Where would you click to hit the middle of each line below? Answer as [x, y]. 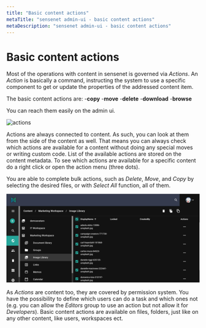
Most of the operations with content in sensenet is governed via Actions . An [102, 74]
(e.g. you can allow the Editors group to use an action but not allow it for [97, 305]
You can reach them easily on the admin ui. [61, 111]
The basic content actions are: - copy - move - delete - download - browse [99, 99]
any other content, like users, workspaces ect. [65, 318]
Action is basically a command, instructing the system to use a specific [96, 80]
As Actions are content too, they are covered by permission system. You [97, 292]
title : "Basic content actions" [48, 13]
